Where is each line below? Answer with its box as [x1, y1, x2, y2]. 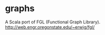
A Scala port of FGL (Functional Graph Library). [5, 19, 101, 25]
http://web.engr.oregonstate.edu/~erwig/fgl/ [5, 24, 95, 30]
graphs [5, 3, 35, 14]
